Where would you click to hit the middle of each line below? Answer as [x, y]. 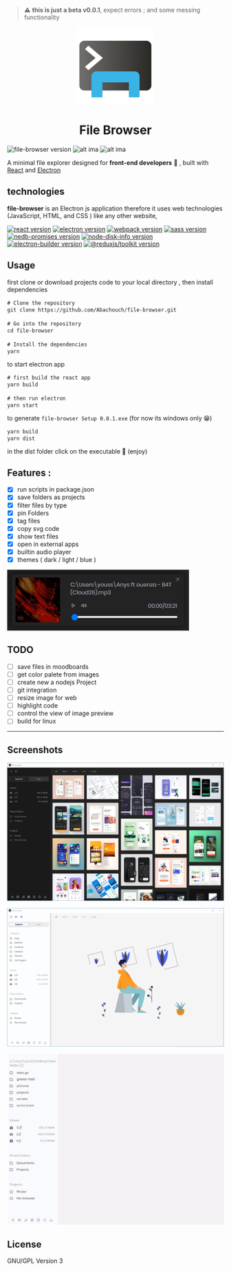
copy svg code [38, 528]
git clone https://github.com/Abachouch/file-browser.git [92, 310]
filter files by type [42, 505]
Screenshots [35, 749]
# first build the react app [49, 378]
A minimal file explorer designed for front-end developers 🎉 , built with [108, 162]
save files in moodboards [53, 666]
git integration [37, 690]
